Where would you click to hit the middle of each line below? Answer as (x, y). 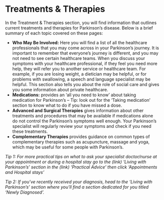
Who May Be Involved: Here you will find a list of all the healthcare (80, 42)
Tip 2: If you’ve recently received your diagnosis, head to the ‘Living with (79, 182)
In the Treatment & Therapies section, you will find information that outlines (81, 23)
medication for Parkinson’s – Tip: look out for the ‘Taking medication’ (81, 100)
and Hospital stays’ (25, 172)
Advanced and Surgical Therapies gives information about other (78, 110)
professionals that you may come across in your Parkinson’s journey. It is (85, 48)
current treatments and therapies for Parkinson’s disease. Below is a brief (79, 28)
